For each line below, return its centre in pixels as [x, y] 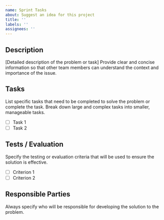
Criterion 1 [24, 172]
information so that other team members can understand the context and [82, 68]
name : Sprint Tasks [26, 10]
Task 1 [19, 122]
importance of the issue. [31, 73]
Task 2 [20, 128]
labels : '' [17, 24]
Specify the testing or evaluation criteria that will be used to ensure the [80, 157]
